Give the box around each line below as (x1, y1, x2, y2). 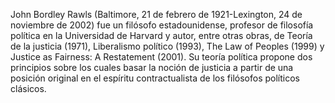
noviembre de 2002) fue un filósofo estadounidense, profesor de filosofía (10, 19, 314, 31)
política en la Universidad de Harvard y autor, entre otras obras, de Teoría (10, 30, 313, 41)
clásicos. (10, 83, 47, 94)
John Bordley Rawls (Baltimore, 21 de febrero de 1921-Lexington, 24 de (10, 9, 303, 20)
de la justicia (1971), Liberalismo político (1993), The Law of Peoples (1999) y (10, 40, 325, 52)
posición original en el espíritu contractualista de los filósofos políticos (10, 72, 300, 84)
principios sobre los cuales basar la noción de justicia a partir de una (10, 62, 294, 73)
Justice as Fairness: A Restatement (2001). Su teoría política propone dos (10, 51, 313, 63)
